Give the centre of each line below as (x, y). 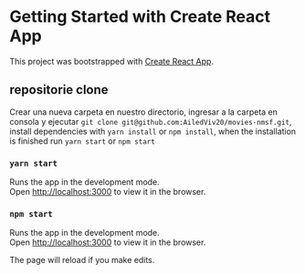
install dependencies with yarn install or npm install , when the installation (153, 131)
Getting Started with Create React (140, 17)
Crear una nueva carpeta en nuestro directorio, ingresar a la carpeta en (144, 112)
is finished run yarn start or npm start (82, 141)
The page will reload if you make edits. (82, 260)
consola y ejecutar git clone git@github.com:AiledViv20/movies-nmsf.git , (151, 121)
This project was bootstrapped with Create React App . (112, 61)
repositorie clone (59, 90)
